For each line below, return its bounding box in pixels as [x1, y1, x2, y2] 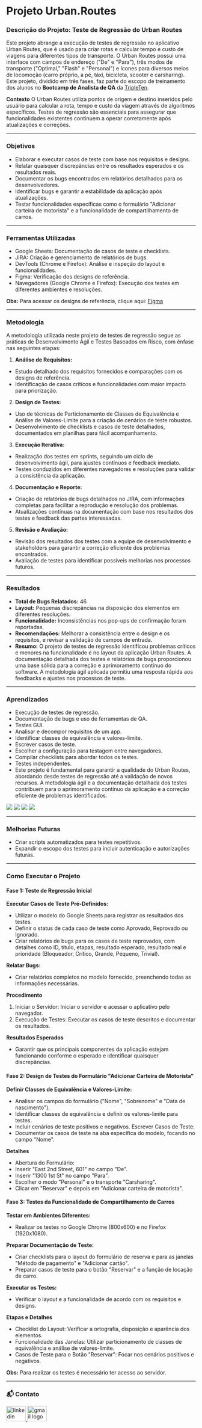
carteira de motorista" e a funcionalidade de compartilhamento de [14, 206, 179, 214]
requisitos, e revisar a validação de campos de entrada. [14, 636, 153, 643]
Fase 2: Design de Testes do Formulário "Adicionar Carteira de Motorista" [6, 1072, 194, 1079]
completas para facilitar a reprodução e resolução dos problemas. [14, 502, 179, 509]
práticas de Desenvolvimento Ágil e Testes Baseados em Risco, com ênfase [6, 338, 194, 345]
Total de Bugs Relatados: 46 [14, 597, 87, 605]
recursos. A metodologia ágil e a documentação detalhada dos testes [14, 779, 188, 786]
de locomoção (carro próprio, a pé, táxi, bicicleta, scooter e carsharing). [6, 71, 185, 79]
